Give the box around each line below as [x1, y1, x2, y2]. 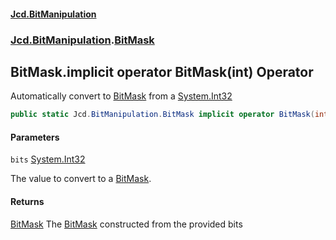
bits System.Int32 [10, 153, 86, 165]
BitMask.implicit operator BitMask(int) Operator [10, 63, 314, 80]
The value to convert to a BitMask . [10, 173, 152, 185]
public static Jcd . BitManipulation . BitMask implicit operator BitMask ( [10, 110, 315, 120]
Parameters [10, 131, 60, 143]
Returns [10, 196, 45, 207]
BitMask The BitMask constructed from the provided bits [10, 218, 243, 230]
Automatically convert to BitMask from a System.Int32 [10, 90, 233, 102]
